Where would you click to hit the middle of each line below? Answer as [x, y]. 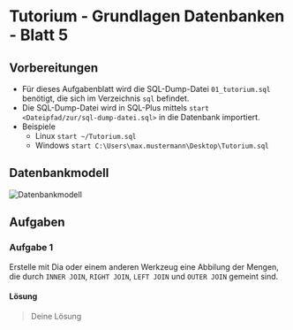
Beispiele [38, 127]
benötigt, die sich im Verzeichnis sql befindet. [105, 98]
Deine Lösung [56, 316]
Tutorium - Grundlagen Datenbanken [147, 16]
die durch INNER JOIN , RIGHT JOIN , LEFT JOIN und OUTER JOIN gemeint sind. [144, 276]
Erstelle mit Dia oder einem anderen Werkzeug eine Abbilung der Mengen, [144, 266]
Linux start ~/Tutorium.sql [86, 136]
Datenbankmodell [59, 173]
